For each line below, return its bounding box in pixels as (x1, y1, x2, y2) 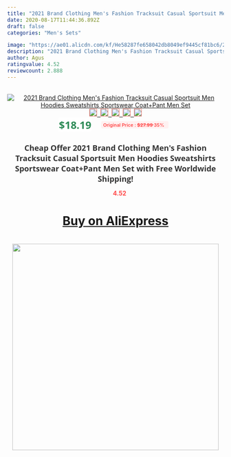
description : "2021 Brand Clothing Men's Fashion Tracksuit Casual (7, 48, 205, 55)
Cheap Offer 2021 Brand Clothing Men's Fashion (23, 142, 208, 153)
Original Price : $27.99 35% (102, 121, 165, 128)
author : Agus (7, 54, 45, 62)
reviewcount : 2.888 (7, 67, 63, 74)
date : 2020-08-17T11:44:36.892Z (7, 17, 100, 23)
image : (7, 42, 26, 49)
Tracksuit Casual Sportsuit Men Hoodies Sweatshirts (15, 152, 216, 164)
